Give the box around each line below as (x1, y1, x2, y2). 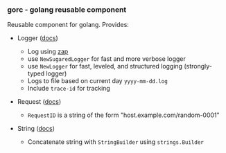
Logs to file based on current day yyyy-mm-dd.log (27, 77, 168, 85)
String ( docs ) (17, 125, 55, 133)
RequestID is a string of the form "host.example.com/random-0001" (27, 111, 220, 119)
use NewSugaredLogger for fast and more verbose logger (27, 55, 186, 63)
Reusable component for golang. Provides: (7, 21, 130, 29)
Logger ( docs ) (17, 34, 59, 42)
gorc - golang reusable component (7, 5, 127, 15)
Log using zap (27, 47, 69, 56)
